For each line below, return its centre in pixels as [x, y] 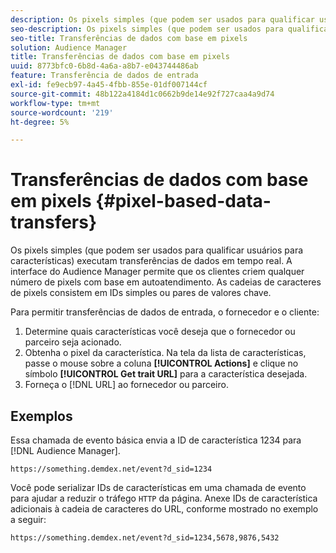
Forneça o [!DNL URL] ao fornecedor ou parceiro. [126, 385]
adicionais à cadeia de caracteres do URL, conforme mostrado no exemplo [164, 509]
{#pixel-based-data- [183, 201]
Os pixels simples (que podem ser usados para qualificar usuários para [157, 250]
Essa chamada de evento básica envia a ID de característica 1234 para [156, 440]
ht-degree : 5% [40, 122]
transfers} [54, 222]
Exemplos [41, 416]
